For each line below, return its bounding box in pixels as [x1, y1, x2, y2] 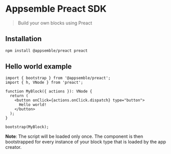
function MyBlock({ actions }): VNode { [5, 89, 93, 94]
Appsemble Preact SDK [5, 3, 107, 15]
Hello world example [5, 62, 72, 71]
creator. [5, 144, 22, 150]
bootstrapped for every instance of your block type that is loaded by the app [5, 139, 166, 145]
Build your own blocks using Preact [17, 20, 92, 26]
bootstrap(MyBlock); [5, 125, 50, 130]
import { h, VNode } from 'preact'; [5, 80, 83, 85]
